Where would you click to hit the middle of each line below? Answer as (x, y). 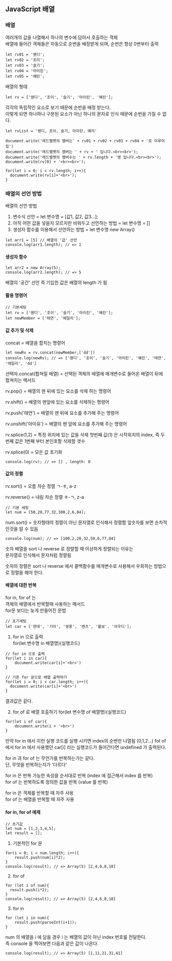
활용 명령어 (16, 295)
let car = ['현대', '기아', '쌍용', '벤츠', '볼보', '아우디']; (69, 626)
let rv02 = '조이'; (25, 60)
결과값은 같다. (19, 701)
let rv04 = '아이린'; (27, 71)
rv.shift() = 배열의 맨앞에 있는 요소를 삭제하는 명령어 (57, 402)
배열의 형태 (16, 86)
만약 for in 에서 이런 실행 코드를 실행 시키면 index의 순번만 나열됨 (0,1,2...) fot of (86, 741)
